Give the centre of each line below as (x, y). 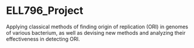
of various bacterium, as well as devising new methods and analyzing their (96, 32)
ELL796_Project (45, 11)
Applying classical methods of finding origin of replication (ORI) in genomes (97, 27)
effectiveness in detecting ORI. (43, 39)
